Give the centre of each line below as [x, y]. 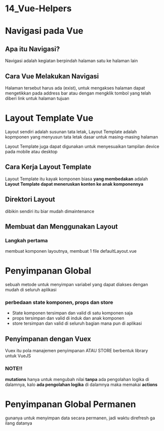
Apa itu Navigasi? [33, 49]
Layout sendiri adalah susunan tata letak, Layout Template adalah [71, 132]
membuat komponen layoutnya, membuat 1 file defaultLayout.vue [71, 251]
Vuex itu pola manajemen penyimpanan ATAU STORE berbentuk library [77, 351]
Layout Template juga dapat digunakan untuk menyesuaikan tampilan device [82, 146]
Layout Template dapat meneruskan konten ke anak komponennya [74, 184]
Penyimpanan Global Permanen [70, 404]
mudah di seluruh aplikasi [31, 290]
